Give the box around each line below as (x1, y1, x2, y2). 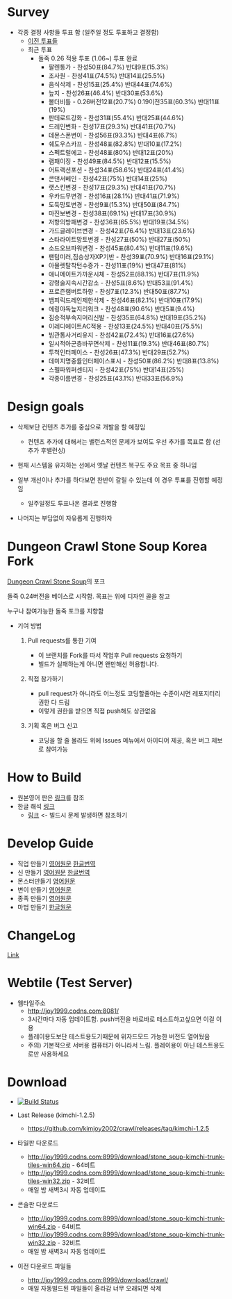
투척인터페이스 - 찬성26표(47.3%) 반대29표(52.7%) (48, 348, 190, 356)
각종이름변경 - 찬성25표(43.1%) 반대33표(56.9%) (48, 374, 184, 382)
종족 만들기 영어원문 (17, 894, 72, 902)
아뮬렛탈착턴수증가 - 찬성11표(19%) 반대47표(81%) (48, 261, 186, 270)
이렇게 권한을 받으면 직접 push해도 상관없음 (38, 706, 156, 715)
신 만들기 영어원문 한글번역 (17, 868, 90, 876)
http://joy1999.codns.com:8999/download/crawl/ (27, 1275, 169, 1284)
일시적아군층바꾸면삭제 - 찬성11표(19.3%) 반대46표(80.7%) (48, 339, 210, 347)
